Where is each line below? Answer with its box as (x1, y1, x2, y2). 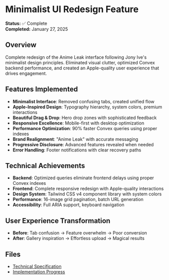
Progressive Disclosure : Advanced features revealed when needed (12, 141, 154, 147)
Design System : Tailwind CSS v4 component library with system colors (12, 191, 162, 197)
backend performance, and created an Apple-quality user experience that (5, 65, 159, 71)
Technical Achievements (5, 161, 85, 170)
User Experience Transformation (5, 216, 110, 225)
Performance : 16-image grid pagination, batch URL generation (12, 196, 144, 203)
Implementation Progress (12, 269, 65, 274)
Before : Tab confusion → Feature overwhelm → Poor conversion (12, 230, 147, 236)
